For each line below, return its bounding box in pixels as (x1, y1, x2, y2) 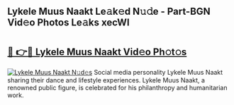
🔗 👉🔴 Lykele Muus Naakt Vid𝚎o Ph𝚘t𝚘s (7, 46, 187, 58)
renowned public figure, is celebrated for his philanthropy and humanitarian (7, 84, 228, 92)
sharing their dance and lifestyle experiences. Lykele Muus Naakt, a (7, 76, 206, 84)
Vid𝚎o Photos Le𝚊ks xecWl (7, 17, 130, 29)
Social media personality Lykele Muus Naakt (94, 68, 223, 76)
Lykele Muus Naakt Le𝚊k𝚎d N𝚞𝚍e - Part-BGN (7, 6, 211, 18)
